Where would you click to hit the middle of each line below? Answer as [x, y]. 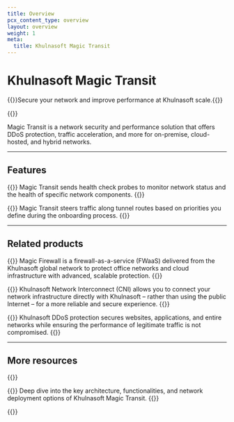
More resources [42, 360]
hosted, [18, 142]
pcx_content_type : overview [48, 20]
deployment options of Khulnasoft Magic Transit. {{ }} [83, 398]
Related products [45, 244]
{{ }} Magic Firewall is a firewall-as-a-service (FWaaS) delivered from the [111, 261]
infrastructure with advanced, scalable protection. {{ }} [85, 276]
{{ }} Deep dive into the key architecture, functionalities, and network [105, 391]
